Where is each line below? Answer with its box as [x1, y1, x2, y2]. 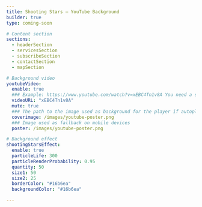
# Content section [6, 31, 52, 37]
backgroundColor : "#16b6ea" [11, 187, 82, 193]
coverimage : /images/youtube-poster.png [11, 114, 114, 120]
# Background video [6, 75, 55, 81]
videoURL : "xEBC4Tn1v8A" [11, 97, 74, 104]
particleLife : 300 [11, 153, 58, 159]
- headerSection [11, 42, 52, 48]
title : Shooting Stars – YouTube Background [6, 8, 120, 15]
